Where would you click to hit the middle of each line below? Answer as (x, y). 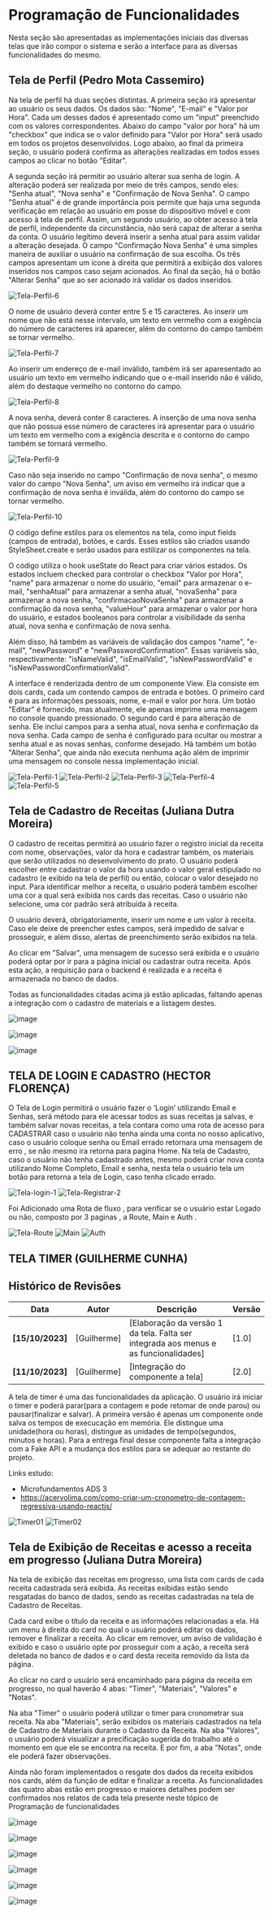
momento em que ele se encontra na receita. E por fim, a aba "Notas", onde (135, 1748)
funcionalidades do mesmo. (55, 54)
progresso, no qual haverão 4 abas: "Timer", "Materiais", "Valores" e (123, 1689)
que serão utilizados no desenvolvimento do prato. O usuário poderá (123, 860)
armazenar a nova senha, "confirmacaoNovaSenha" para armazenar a (126, 600)
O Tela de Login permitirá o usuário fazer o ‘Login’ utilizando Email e (123, 1108)
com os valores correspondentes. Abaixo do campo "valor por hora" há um (134, 126)
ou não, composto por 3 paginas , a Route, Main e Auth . (103, 1217)
